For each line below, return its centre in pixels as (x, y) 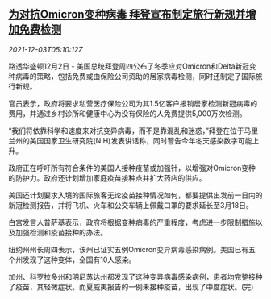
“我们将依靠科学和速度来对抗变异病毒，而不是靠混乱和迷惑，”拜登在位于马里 (133, 131)
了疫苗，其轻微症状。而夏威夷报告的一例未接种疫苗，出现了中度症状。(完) (131, 287)
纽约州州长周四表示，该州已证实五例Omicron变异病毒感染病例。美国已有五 (132, 249)
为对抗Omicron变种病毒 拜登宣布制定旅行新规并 (127, 15)
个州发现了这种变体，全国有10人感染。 (72, 260)
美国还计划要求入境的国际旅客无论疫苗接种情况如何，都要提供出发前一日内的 (135, 195)
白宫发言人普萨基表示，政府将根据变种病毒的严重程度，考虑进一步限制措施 (132, 222)
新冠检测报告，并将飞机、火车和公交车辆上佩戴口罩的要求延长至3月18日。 (131, 205)
